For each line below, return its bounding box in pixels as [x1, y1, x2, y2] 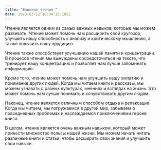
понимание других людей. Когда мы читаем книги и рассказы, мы [5, 80, 144, 86]
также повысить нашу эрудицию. [5, 40, 74, 46]
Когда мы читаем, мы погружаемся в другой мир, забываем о [5, 105, 135, 111]
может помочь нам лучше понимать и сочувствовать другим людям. [5, 91, 150, 96]
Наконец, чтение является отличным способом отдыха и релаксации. [5, 100, 151, 106]
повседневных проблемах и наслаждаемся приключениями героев [5, 110, 147, 116]
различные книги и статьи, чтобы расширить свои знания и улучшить [5, 135, 150, 141]
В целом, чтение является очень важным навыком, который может [5, 125, 146, 131]
